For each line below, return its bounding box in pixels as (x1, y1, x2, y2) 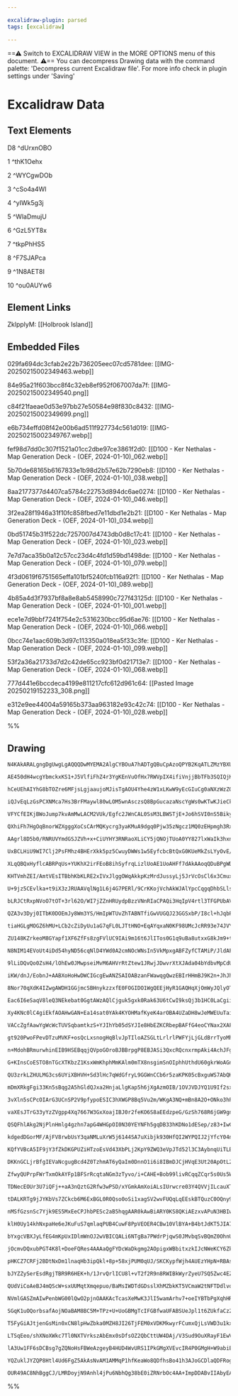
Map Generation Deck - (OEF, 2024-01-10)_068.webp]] (7, 665, 168, 674)
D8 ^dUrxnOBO (7, 143, 52, 152)
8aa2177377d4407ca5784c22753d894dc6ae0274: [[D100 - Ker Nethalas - (7, 488, 225, 496)
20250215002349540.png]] (7, 388, 89, 397)
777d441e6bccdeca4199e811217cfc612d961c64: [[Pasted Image (7, 679, 194, 688)
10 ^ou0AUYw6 (7, 281, 52, 290)
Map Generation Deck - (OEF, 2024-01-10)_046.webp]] (7, 495, 169, 504)
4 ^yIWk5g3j (7, 198, 44, 207)
